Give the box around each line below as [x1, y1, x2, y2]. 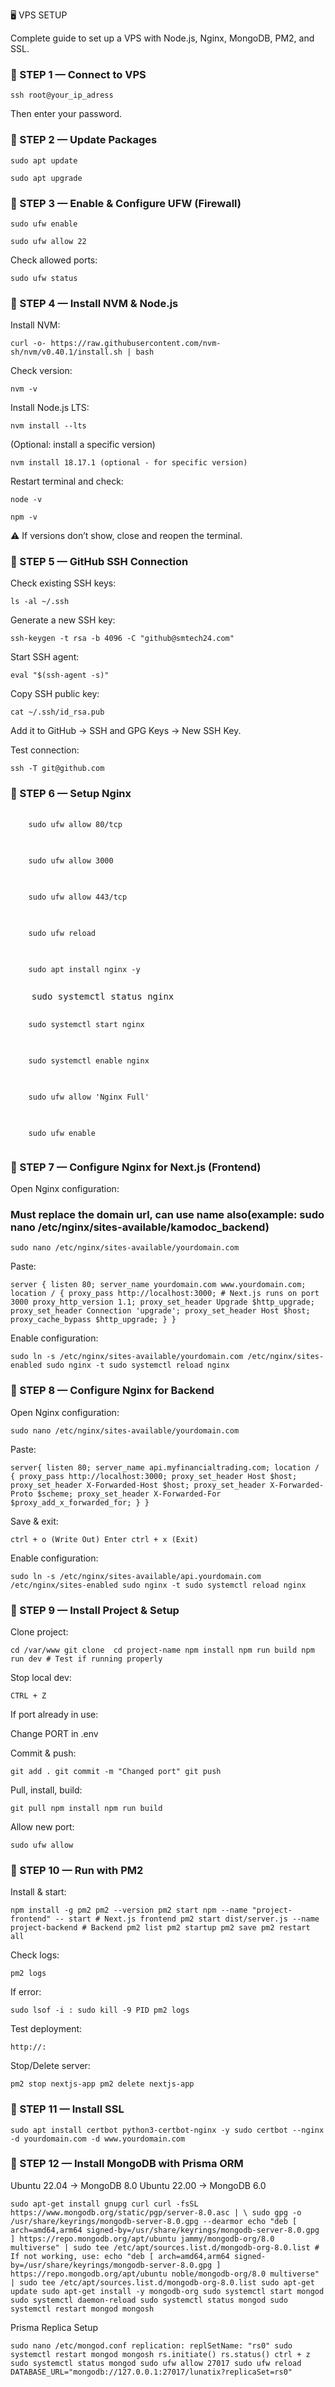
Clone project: [10, 1625, 69, 1638]
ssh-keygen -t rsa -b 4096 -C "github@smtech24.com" [10, 634, 235, 644]
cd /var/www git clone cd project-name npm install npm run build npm [10, 1645, 315, 1655]
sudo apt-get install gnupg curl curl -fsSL [10, 2199, 199, 2209]
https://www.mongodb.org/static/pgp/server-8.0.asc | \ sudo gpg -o [10, 2207, 302, 2218]
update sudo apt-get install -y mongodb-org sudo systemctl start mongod [10, 2286, 325, 2296]
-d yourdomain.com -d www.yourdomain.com [10, 2134, 186, 2144]
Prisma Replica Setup [10, 2321, 99, 2333]
